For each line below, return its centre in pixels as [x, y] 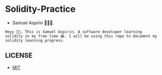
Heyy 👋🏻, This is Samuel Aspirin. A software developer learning [73, 32]
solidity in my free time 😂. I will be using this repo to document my [81, 36]
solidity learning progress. [35, 40]
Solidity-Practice [40, 9]
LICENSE [19, 56]
